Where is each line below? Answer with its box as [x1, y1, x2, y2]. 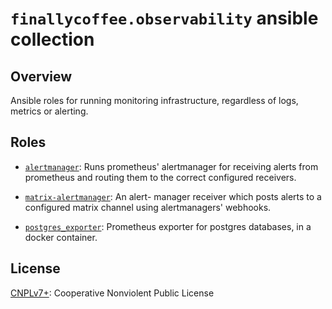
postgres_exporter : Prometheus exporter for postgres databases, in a [24, 220, 312, 232]
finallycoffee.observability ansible [10, 7, 319, 30]
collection [10, 28, 95, 51]
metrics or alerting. [10, 105, 89, 117]
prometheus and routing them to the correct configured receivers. [24, 171, 297, 183]
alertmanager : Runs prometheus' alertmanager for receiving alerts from [24, 160, 319, 172]
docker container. [24, 231, 98, 243]
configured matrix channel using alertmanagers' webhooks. [24, 201, 272, 213]
